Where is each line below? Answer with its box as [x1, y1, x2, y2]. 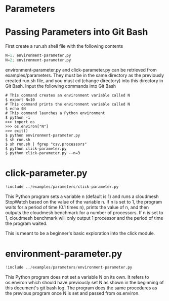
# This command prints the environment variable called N [5, 102, 130, 107]
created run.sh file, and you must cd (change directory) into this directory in [5, 77, 163, 84]
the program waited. [5, 220, 48, 226]
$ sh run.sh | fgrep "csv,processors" [5, 142, 87, 147]
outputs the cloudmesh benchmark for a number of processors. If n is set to [5, 209, 163, 216]
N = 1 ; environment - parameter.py [5, 53, 71, 58]
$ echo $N [5, 106, 26, 111]
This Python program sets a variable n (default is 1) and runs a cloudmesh [5, 193, 159, 199]
